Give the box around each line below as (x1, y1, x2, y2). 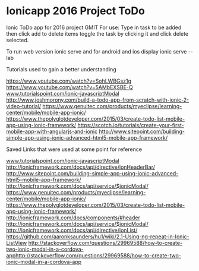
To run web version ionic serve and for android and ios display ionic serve (6, 48, 187, 55)
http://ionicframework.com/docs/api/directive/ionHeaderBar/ (6, 163, 156, 171)
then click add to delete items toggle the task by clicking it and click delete (6, 30, 189, 37)
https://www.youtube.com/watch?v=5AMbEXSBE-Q (6, 83, 133, 90)
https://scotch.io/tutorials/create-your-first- (77, 121, 184, 128)
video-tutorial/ (6, 102, 42, 109)
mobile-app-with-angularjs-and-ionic (6, 128, 98, 135)
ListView (6, 239, 27, 246)
